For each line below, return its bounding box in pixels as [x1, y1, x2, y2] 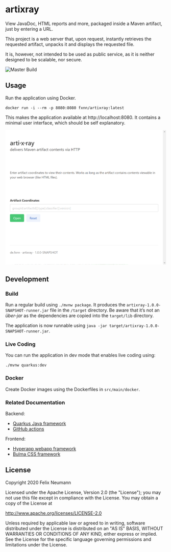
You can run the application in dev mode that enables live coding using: [5, 352, 156, 358]
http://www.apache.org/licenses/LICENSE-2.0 [5, 510, 102, 516]
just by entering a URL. [5, 26, 54, 32]
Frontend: [5, 436, 26, 442]
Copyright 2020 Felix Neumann [5, 479, 71, 486]
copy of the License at [5, 500, 53, 506]
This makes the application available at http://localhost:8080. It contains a [5, 114, 161, 121]
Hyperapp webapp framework [12, 446, 77, 452]
